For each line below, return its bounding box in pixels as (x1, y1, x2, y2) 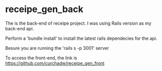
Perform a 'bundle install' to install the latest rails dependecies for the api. (5, 35, 157, 41)
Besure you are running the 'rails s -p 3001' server (5, 45, 109, 51)
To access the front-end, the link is (5, 54, 77, 61)
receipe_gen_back (5, 4, 84, 15)
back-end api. (5, 25, 34, 31)
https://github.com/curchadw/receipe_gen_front (5, 60, 105, 66)
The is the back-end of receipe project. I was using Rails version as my (5, 20, 151, 26)
